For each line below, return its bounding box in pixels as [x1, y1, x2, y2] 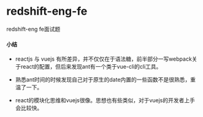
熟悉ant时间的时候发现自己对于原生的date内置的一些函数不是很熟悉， [15, 76, 191, 83]
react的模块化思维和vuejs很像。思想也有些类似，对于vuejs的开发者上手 [15, 97, 195, 104]
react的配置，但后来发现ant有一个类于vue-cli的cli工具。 [20, 63, 162, 70]
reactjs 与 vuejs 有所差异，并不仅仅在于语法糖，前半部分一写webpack [15, 55, 192, 62]
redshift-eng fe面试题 [6, 25, 61, 32]
